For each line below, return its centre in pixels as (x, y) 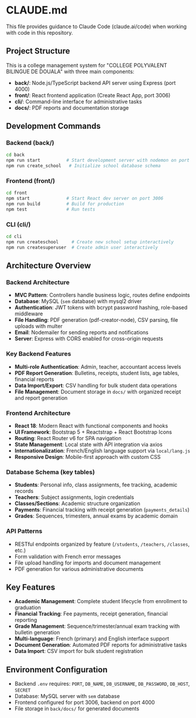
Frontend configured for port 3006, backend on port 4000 (85, 702)
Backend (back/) (30, 143)
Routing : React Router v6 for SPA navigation (68, 438)
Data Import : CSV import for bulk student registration (79, 651)
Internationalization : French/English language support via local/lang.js (102, 451)
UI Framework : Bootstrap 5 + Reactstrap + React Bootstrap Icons (93, 432)
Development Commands (54, 126)
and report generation (41, 398)
